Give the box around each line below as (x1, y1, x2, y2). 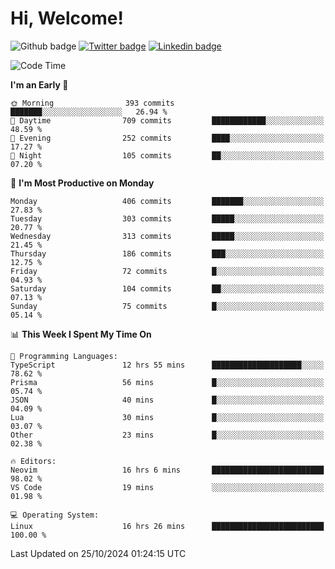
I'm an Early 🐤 (10, 78, 69, 91)
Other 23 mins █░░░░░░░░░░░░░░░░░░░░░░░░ (10, 430, 325, 440)
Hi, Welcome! (10, 7, 124, 30)
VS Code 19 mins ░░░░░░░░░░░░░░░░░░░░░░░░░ (10, 482, 325, 492)
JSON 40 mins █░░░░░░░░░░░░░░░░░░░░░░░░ (10, 395, 325, 405)
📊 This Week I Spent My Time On (10, 328, 152, 340)
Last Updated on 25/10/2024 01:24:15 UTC (10, 547, 187, 559)
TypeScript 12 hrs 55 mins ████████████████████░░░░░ (10, 360, 325, 370)
